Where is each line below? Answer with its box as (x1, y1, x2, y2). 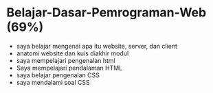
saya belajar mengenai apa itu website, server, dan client (16, 42, 178, 50)
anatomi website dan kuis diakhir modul (16, 49, 129, 57)
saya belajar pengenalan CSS (16, 70, 100, 79)
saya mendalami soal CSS (16, 78, 90, 86)
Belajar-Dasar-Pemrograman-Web (6, 5, 207, 21)
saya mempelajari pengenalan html (16, 56, 115, 64)
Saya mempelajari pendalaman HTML (16, 64, 123, 72)
